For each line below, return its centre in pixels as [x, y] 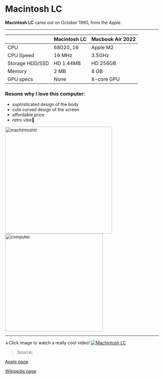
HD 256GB [103, 63]
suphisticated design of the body [45, 105]
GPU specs [20, 79]
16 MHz [63, 55]
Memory [17, 71]
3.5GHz [100, 55]
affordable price [28, 115]
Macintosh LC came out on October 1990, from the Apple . [63, 22]
